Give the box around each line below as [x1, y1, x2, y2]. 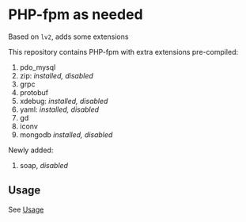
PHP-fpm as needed [8, 6, 144, 24]
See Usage [8, 205, 44, 214]
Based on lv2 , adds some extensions [8, 32, 129, 41]
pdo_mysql [19, 62, 56, 72]
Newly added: [8, 145, 54, 155]
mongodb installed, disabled [19, 129, 113, 140]
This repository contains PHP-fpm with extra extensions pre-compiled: [8, 47, 239, 56]
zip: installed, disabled [19, 71, 93, 80]
